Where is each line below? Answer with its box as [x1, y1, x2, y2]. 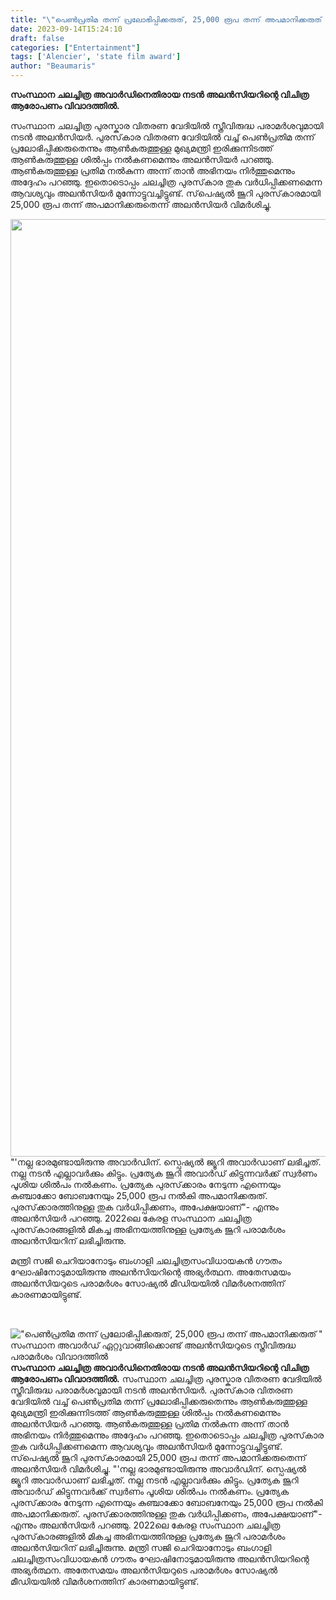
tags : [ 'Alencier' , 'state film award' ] [10, 52, 182, 62]
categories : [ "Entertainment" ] [10, 42, 141, 53]
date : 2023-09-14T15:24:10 [10, 24, 123, 34]
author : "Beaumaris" [10, 61, 97, 71]
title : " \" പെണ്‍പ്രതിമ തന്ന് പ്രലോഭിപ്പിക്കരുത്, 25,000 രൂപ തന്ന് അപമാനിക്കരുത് [10, 14, 322, 25]
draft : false [10, 33, 65, 43]
